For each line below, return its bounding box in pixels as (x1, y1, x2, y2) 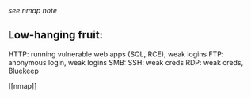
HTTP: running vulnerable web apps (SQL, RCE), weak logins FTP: (8, 49, 224, 59)
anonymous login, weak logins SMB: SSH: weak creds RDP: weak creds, (8, 57, 244, 67)
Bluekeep (8, 66, 40, 75)
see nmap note (8, 6, 58, 15)
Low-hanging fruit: (8, 28, 104, 42)
